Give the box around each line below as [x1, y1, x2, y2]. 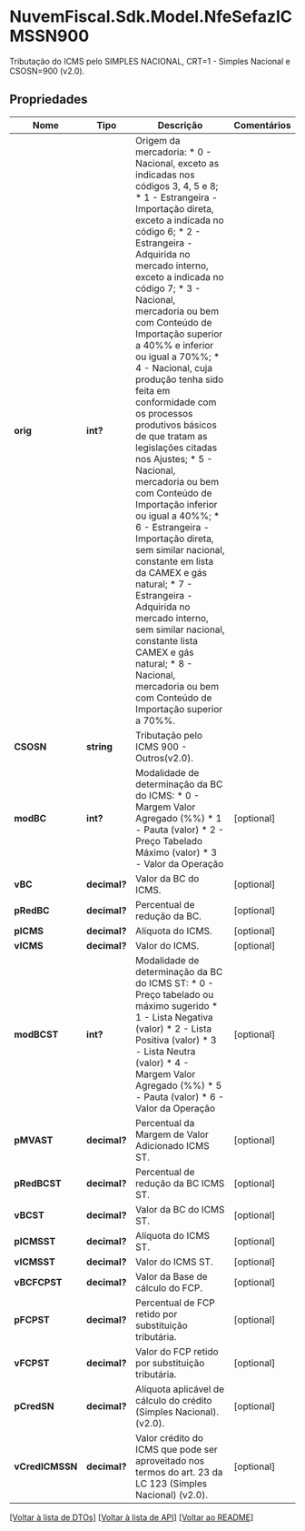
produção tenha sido [135, 373, 224, 386]
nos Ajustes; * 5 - [135, 452, 213, 465]
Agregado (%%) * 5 [135, 1079, 222, 1092]
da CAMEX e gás [135, 566, 207, 579]
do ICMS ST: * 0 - [135, 976, 214, 989]
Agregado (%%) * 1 [135, 811, 222, 824]
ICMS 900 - [135, 740, 188, 752]
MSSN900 [9, 25, 90, 46]
